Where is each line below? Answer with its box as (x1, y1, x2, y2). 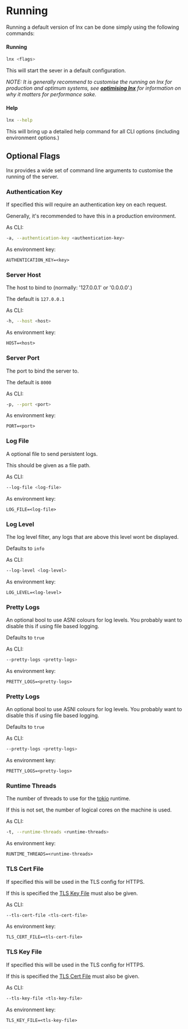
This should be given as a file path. (6, 461, 91, 468)
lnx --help (6, 118, 33, 123)
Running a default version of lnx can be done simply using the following (6, 24, 179, 31)
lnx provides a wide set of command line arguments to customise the (6, 166, 173, 174)
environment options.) (6, 134, 60, 142)
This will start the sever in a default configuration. (6, 67, 126, 74)
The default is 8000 (6, 378, 52, 386)
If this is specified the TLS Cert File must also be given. (6, 973, 140, 980)
